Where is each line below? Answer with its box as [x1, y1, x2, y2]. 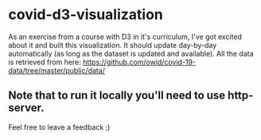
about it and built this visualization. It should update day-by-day [8, 40, 217, 49]
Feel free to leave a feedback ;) [8, 122, 111, 132]
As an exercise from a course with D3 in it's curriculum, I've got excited [8, 32, 243, 41]
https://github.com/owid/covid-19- [82, 57, 197, 67]
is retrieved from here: [8, 57, 81, 67]
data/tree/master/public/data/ [8, 65, 106, 75]
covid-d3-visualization [8, 6, 163, 24]
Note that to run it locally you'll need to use [8, 89, 226, 103]
